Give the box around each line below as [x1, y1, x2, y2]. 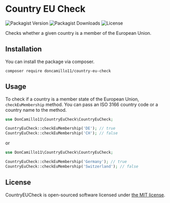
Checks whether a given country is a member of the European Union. [5, 30, 152, 36]
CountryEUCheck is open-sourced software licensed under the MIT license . [5, 192, 165, 198]
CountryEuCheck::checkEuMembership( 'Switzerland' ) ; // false [5, 164, 139, 169]
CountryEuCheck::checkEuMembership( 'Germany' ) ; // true [5, 159, 127, 165]
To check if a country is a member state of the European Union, [5, 96, 139, 102]
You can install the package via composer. [5, 58, 95, 65]
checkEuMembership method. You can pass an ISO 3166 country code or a [5, 101, 158, 108]
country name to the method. [5, 107, 67, 113]
